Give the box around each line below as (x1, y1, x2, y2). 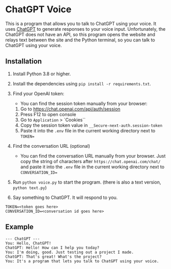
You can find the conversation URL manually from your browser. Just (20, 152, 166, 159)
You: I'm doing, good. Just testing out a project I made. (5, 250, 134, 255)
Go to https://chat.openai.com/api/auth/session (20, 106, 121, 112)
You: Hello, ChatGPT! (5, 240, 52, 246)
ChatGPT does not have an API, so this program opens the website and (5, 31, 155, 37)
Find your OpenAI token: (12, 91, 65, 97)
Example (5, 222, 34, 231)
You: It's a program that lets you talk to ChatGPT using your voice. (5, 258, 159, 264)
